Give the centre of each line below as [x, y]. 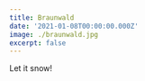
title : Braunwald [42, 18]
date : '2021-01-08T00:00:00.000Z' [74, 26]
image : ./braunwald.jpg [54, 34]
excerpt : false [38, 43]
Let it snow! [31, 68]
